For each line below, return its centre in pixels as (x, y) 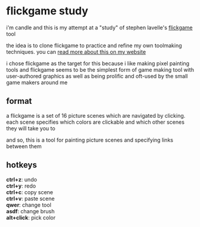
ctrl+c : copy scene (30, 192)
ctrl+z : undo (22, 179)
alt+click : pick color (31, 217)
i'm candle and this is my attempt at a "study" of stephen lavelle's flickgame (99, 27)
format (19, 101)
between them (24, 146)
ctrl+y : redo (21, 186)
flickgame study (47, 11)
